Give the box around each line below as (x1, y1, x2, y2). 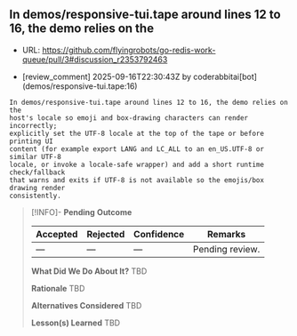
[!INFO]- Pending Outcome (30, 206, 132, 217)
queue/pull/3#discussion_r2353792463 (21, 53, 168, 65)
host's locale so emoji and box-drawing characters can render (9, 113, 249, 123)
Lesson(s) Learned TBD (30, 317, 121, 328)
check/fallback (9, 168, 66, 177)
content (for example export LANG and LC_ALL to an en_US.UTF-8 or (9, 144, 265, 154)
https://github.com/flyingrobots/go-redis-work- (42, 44, 216, 55)
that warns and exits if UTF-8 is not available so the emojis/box (9, 175, 265, 185)
